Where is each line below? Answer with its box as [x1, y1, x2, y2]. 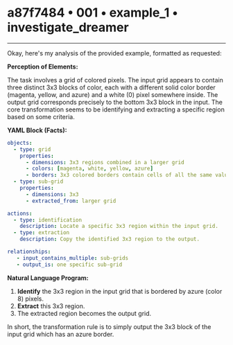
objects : [7, 139, 33, 146]
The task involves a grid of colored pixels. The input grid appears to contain [7, 76, 223, 84]
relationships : [7, 248, 51, 256]
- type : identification [13, 216, 82, 223]
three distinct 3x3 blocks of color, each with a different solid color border [7, 83, 216, 91]
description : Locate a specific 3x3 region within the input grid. [19, 223, 218, 230]
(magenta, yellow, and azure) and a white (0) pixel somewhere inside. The [7, 90, 218, 98]
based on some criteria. [7, 112, 75, 121]
